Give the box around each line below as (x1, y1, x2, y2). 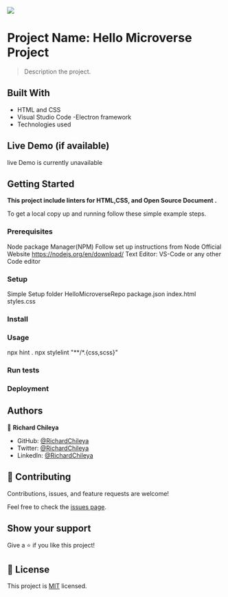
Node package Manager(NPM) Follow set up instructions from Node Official (7, 243, 222, 251)
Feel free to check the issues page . (7, 502, 106, 511)
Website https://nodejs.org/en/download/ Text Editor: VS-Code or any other (7, 249, 222, 258)
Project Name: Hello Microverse (7, 30, 192, 46)
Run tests (7, 365, 40, 375)
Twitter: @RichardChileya (16, 444, 89, 452)
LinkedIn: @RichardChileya (16, 451, 93, 460)
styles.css (7, 297, 36, 305)
